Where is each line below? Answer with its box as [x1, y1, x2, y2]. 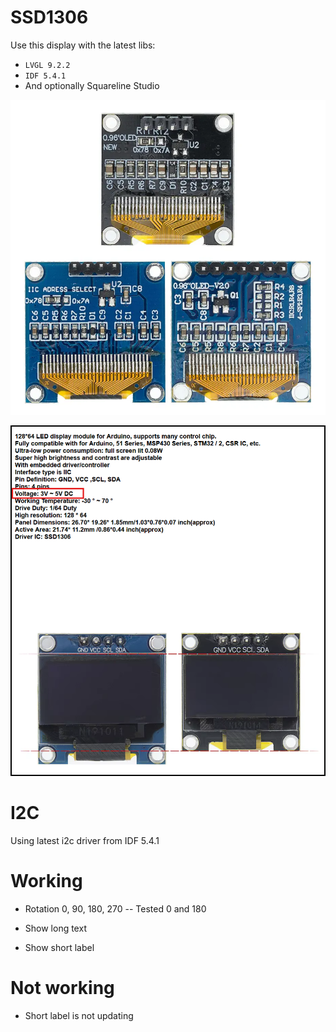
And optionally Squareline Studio [24, 79, 160, 91]
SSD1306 [10, 6, 89, 29]
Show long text [24, 922, 87, 934]
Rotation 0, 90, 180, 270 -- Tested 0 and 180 [24, 902, 207, 915]
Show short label [24, 941, 95, 953]
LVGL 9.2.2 [24, 60, 71, 70]
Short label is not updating [24, 1009, 134, 1021]
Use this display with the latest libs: [10, 39, 156, 51]
